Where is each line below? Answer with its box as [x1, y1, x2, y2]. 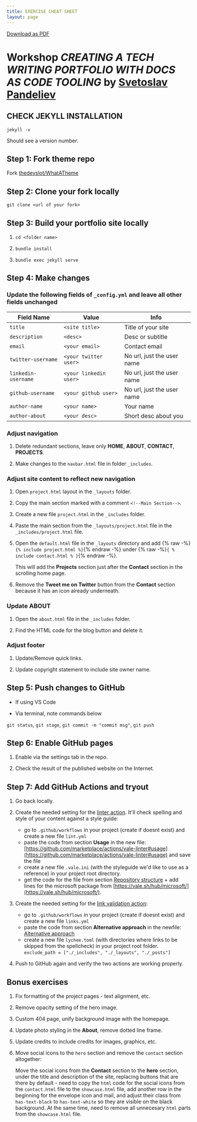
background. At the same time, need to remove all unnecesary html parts [15, 1104, 191, 1111]
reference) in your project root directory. [23, 870, 122, 877]
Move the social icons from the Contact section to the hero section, [15, 1067, 179, 1074]
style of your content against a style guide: [15, 815, 119, 822]
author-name [9, 403, 43, 410]
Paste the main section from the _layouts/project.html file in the [15, 522, 172, 529]
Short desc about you [124, 411, 184, 420]
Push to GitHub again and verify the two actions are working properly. [15, 960, 184, 967]
